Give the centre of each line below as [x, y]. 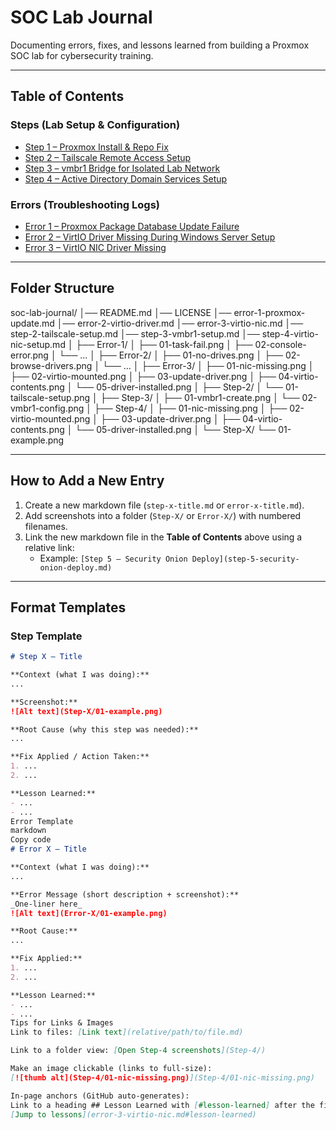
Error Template [42, 821]
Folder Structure [62, 288]
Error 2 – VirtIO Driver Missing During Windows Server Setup [150, 237]
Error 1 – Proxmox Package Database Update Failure [132, 226]
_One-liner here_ [46, 904]
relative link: [49, 547]
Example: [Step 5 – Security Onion [113, 558]
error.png [29, 355]
